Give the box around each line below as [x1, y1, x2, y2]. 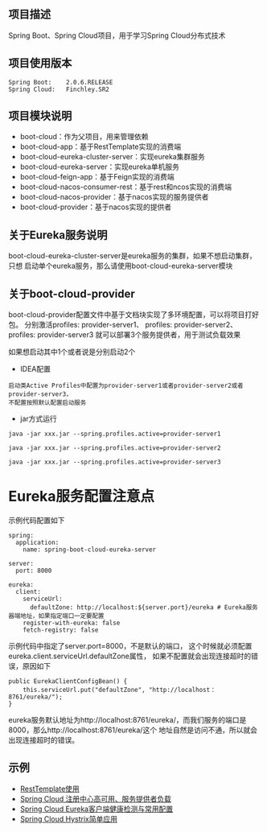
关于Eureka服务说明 [8, 228, 108, 241]
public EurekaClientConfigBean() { [8, 678, 128, 686]
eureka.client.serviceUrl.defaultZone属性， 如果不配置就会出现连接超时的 [8, 651, 252, 661]
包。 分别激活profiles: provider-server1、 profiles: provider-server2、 [8, 320, 237, 330]
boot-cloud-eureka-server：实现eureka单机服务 [19, 162, 179, 171]
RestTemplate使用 [19, 784, 80, 793]
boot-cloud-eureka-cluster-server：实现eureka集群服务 [19, 152, 205, 162]
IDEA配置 [19, 365, 51, 374]
